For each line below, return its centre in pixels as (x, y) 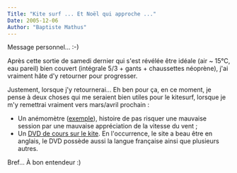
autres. (28, 149)
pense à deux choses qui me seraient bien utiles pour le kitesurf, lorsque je (117, 97)
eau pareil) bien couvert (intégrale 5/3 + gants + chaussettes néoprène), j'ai (118, 69)
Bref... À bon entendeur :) (44, 162)
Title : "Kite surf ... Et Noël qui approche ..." (82, 14)
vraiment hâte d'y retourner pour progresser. (73, 76)
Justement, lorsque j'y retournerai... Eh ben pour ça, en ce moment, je (110, 90)
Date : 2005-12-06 (33, 21)
